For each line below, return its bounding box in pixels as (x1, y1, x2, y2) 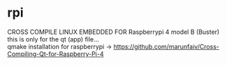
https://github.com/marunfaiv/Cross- (113, 42, 220, 50)
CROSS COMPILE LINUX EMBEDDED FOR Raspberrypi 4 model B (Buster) (7, 28, 220, 36)
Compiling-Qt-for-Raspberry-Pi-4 (7, 50, 104, 58)
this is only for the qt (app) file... (7, 35, 99, 43)
